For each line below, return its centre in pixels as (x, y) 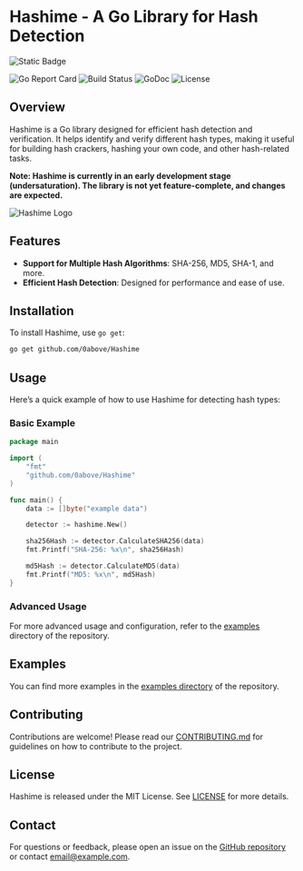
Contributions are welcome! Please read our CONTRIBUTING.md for (137, 737)
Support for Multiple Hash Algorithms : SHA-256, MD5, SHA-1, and (148, 263)
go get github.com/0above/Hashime (75, 350)
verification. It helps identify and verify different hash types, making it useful (152, 139)
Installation (42, 311)
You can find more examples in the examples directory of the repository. (144, 686)
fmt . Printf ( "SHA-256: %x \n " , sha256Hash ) (105, 550)
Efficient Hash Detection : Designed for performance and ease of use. (153, 282)
